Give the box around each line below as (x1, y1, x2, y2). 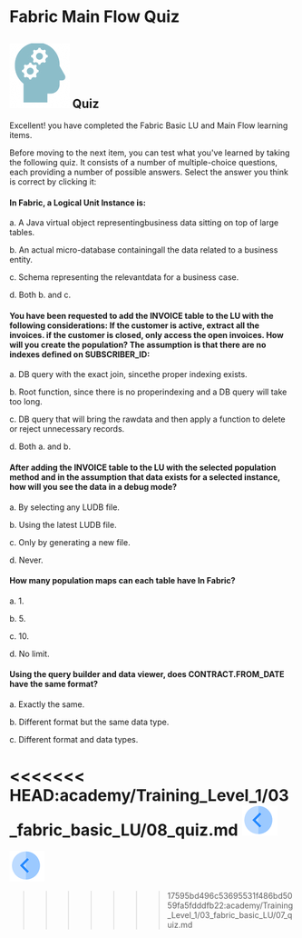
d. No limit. (9, 648, 50, 659)
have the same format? (9, 679, 98, 690)
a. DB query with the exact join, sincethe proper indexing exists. (9, 369, 248, 380)
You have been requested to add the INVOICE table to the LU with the (9, 310, 274, 321)
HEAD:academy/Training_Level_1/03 (9, 785, 289, 806)
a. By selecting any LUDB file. (9, 502, 121, 513)
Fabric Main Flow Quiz (9, 6, 180, 27)
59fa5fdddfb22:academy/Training (167, 900, 294, 911)
